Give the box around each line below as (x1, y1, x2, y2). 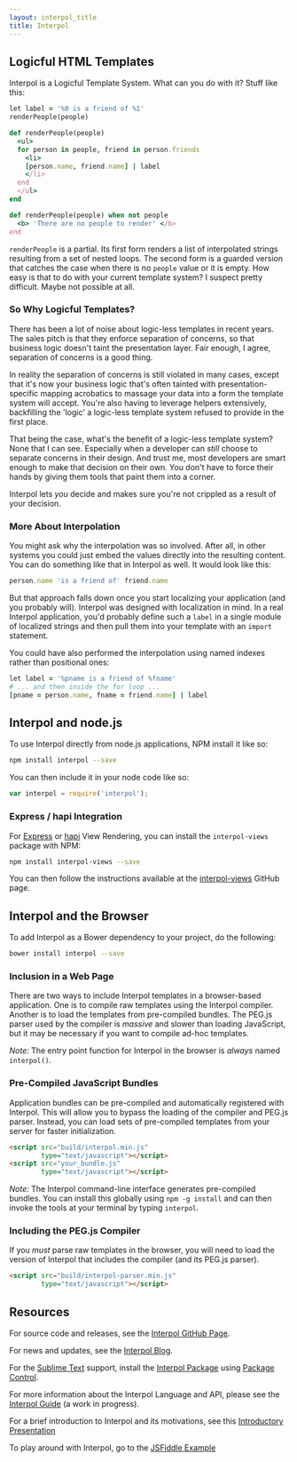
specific (9, 387, 39, 398)
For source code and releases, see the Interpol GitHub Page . (9, 1328, 231, 1338)
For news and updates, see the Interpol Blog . (9, 1346, 173, 1356)
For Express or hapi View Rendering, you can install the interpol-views (9, 830, 269, 841)
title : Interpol (9, 21, 69, 30)
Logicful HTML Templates (9, 54, 155, 69)
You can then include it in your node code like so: (9, 772, 189, 783)
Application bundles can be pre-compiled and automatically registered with (9, 1097, 285, 1107)
